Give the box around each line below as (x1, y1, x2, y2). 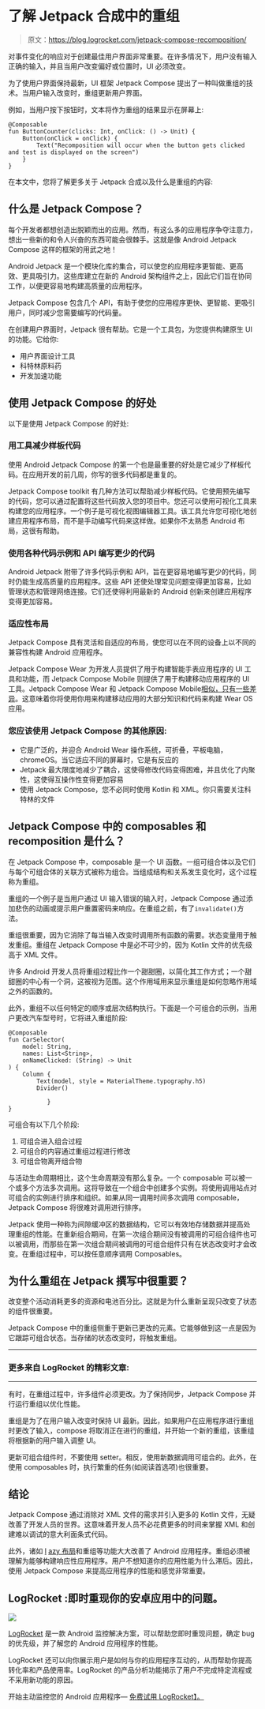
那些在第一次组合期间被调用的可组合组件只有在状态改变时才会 (49, 1239, 250, 1249)
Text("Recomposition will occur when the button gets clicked (36, 141, 245, 149)
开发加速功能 (19, 370, 62, 380)
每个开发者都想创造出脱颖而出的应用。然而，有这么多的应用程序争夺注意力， (8, 224, 257, 234)
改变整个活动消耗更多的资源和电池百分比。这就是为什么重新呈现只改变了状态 (8, 1297, 257, 1306)
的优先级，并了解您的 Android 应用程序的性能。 (8, 1639, 162, 1648)
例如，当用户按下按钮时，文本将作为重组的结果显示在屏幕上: (8, 104, 204, 115)
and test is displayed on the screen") (8, 148, 140, 156)
